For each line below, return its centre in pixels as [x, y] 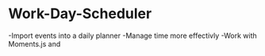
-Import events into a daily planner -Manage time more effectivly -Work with [133, 35]
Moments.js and [35, 43]
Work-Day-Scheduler [80, 14]
